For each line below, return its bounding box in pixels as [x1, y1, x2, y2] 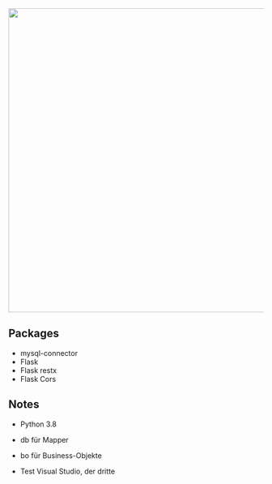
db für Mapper [19, 435, 69, 444]
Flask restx [19, 365, 57, 375]
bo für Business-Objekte [19, 450, 103, 460]
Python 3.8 [19, 419, 57, 429]
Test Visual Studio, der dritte [19, 466, 116, 476]
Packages [8, 327, 59, 341]
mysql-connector [19, 348, 79, 358]
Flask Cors [19, 374, 57, 383]
